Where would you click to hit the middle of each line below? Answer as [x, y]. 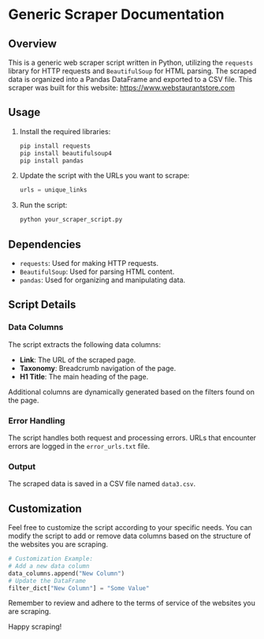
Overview [33, 44]
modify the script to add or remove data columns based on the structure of [130, 536]
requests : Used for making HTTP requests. [89, 263]
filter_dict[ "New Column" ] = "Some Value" [79, 588]
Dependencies [45, 244]
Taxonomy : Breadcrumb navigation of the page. [98, 368]
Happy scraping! [35, 627]
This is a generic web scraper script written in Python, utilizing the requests [131, 62]
